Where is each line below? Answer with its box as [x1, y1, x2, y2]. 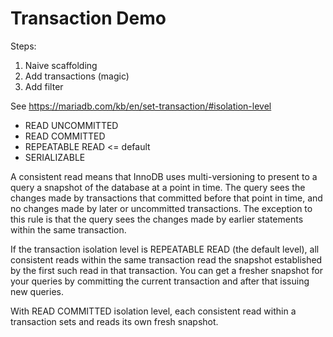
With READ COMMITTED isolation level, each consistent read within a [10, 305, 297, 317]
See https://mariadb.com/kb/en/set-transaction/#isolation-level [10, 100, 272, 112]
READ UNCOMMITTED [24, 119, 119, 131]
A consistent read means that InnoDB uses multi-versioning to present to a [10, 170, 318, 182]
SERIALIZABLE [24, 151, 86, 163]
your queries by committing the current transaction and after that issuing [10, 275, 310, 287]
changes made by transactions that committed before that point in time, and [10, 192, 323, 204]
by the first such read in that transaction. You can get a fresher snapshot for [10, 264, 323, 276]
